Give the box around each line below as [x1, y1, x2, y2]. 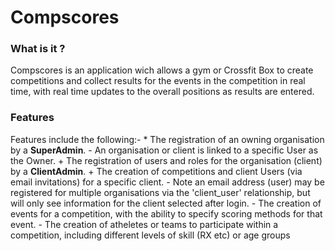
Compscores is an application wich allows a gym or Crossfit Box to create [10, 64, 314, 76]
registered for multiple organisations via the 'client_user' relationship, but [10, 186, 311, 198]
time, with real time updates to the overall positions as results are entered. [10, 86, 315, 98]
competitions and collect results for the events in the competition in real [10, 75, 306, 87]
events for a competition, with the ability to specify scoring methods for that [10, 207, 323, 220]
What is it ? [10, 42, 66, 56]
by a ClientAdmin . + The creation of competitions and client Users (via [10, 165, 303, 177]
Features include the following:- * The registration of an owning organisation [10, 133, 325, 145]
